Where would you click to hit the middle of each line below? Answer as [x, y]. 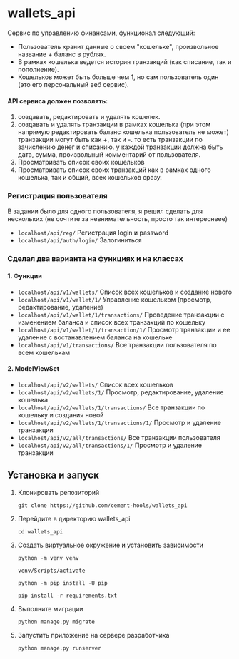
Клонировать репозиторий [59, 492]
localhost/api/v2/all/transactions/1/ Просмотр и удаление [110, 445]
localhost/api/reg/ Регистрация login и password [93, 233]
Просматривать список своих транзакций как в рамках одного [115, 170]
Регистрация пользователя [58, 196]
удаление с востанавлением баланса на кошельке [95, 337]
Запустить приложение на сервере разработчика [93, 635]
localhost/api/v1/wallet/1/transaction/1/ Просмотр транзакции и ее [124, 329]
